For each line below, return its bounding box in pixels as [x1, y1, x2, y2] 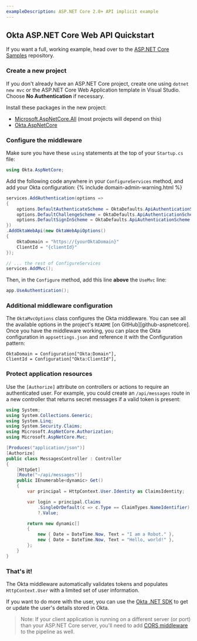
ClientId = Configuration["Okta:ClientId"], [6, 356, 117, 362]
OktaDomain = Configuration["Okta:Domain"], [6, 351, 117, 357]
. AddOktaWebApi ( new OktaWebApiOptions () [6, 228, 107, 234]
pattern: [6, 340, 25, 347]
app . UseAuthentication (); [6, 288, 69, 294]
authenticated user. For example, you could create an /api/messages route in [6, 389, 191, 396]
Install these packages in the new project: [6, 104, 107, 111]
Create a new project [6, 67, 67, 75]
